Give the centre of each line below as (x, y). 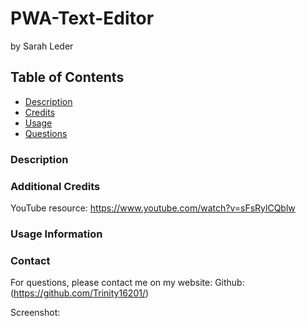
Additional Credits (55, 186)
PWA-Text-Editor (82, 18)
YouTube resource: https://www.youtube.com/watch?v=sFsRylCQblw (153, 208)
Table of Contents (67, 77)
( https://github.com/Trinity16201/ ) (80, 293)
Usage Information (56, 234)
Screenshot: (35, 313)
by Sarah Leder (42, 46)
